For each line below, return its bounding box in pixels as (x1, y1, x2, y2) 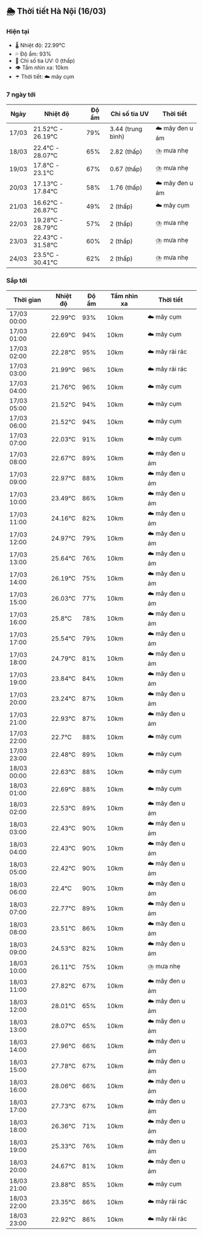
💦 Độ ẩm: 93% (14, 50, 51, 57)
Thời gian (13, 296, 41, 304)
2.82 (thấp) (109, 147, 143, 155)
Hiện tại (6, 27, 30, 36)
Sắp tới (6, 276, 27, 284)
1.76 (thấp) (109, 183, 143, 192)
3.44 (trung (109, 125, 143, 133)
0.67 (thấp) (109, 165, 143, 173)
